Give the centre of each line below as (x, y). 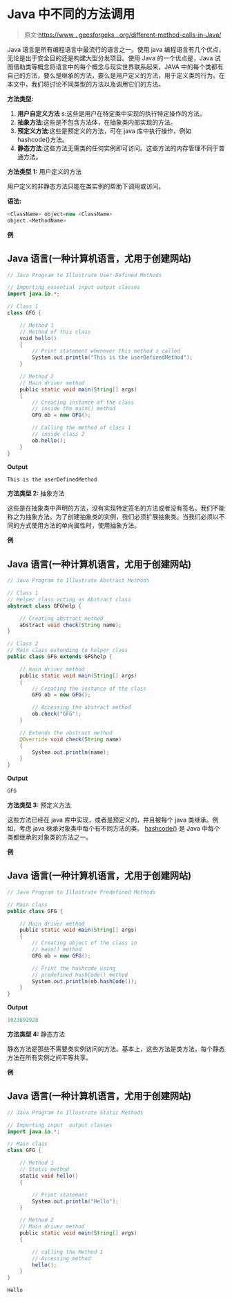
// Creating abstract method (61, 618)
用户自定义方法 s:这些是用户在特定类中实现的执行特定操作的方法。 (111, 113)
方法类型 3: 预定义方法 (39, 805)
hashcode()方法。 (42, 139)
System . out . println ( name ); (71, 752)
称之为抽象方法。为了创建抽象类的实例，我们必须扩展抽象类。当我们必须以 (113, 517)
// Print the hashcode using (74, 968)
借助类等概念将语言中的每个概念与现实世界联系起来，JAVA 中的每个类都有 (118, 67)
